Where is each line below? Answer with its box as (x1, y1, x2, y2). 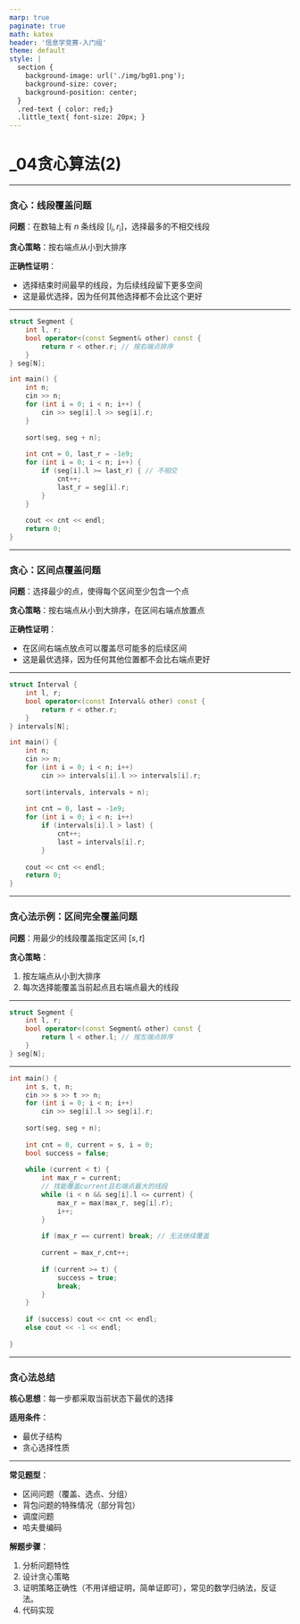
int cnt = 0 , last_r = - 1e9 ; (25, 450, 134, 459)
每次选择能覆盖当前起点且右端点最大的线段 (21, 981, 179, 992)
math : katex (9, 29, 54, 38)
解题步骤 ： (9, 1541, 49, 1552)
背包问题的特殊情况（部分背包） (21, 1499, 140, 1510)
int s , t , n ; (25, 1082, 74, 1091)
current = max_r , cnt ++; (41, 1249, 129, 1258)
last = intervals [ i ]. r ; (56, 837, 146, 846)
